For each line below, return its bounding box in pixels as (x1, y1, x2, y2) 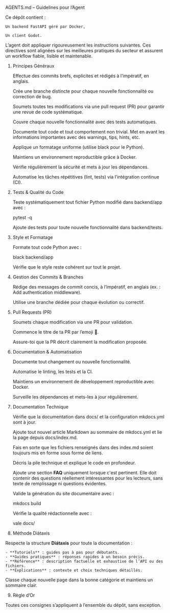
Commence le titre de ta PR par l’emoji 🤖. (12, 329, 99, 335)
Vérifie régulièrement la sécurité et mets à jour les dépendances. (12, 164, 149, 170)
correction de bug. (12, 94, 52, 99)
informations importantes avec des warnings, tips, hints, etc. (12, 134, 140, 140)
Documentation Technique (12, 404, 69, 410)
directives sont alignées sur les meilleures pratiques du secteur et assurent (5, 48, 163, 53)
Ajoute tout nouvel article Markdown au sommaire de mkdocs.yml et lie (12, 429, 162, 435)
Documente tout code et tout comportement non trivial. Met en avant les (12, 129, 165, 135)
